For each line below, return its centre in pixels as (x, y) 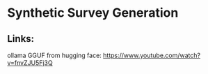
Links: (21, 39)
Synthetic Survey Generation (93, 13)
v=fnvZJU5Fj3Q (30, 63)
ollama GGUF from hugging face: (55, 55)
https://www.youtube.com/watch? (152, 55)
